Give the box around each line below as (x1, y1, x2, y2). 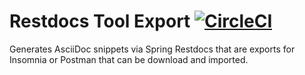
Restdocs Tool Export (9, 10, 191, 33)
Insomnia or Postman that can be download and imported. (9, 53, 249, 65)
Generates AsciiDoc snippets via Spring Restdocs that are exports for (9, 43, 296, 55)
